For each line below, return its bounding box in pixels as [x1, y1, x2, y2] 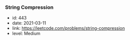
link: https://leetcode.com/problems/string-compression [12, 25, 125, 31]
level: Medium [12, 31, 40, 37]
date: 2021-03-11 [12, 20, 46, 26]
